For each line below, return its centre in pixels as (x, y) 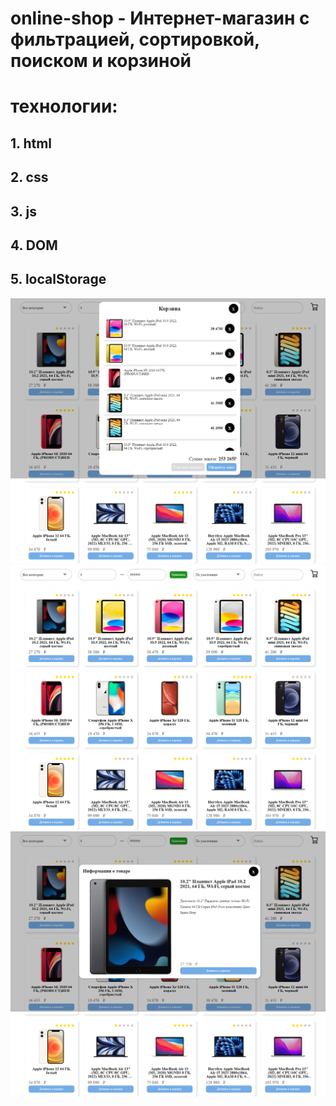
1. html (31, 143)
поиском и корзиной (101, 61)
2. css (29, 177)
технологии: (64, 106)
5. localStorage (58, 279)
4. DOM (34, 245)
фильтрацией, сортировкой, (135, 39)
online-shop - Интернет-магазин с (160, 18)
